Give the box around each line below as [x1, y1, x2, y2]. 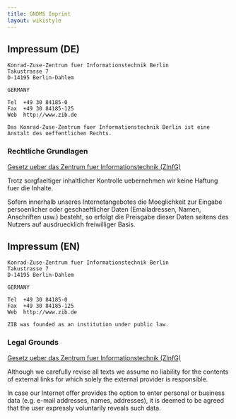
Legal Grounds [7, 338, 59, 348]
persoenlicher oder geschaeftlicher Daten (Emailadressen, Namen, [7, 205, 201, 213]
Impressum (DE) [7, 43, 80, 55]
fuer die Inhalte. [7, 183, 54, 192]
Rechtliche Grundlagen [7, 147, 88, 156]
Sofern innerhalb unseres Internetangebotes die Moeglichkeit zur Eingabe [7, 197, 223, 206]
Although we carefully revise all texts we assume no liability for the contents [7, 367, 229, 376]
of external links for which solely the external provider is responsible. [7, 374, 208, 383]
